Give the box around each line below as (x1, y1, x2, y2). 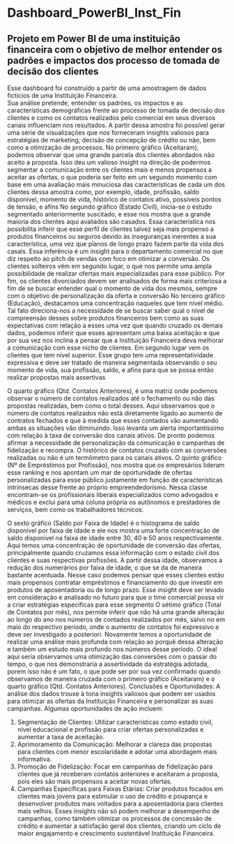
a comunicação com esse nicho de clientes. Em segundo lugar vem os (7, 343, 210, 352)
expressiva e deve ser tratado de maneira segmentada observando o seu (7, 358, 217, 367)
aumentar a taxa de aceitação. (17, 733, 105, 741)
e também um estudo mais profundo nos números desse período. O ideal (7, 645, 217, 653)
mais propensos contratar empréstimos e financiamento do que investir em (7, 578, 223, 586)
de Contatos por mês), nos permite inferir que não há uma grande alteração (7, 608, 225, 616)
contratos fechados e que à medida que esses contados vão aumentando (7, 417, 219, 424)
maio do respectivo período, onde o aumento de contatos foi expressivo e (7, 623, 219, 631)
